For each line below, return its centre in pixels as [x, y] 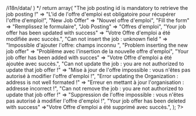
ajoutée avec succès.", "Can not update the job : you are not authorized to [95, 64]
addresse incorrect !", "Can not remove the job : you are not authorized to [94, 88]
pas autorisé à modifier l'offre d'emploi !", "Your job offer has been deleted [96, 101]
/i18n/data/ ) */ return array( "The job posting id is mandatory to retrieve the [97, 8]
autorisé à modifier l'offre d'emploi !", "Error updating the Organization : [92, 76]
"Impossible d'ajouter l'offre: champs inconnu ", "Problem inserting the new [97, 45]
